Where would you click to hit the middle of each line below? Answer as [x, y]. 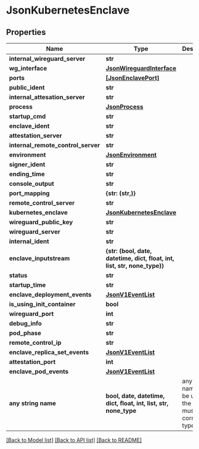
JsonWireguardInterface [141, 68]
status [18, 275]
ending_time [27, 174]
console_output [32, 184]
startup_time [28, 285]
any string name [33, 403]
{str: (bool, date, [129, 251]
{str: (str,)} [121, 193]
